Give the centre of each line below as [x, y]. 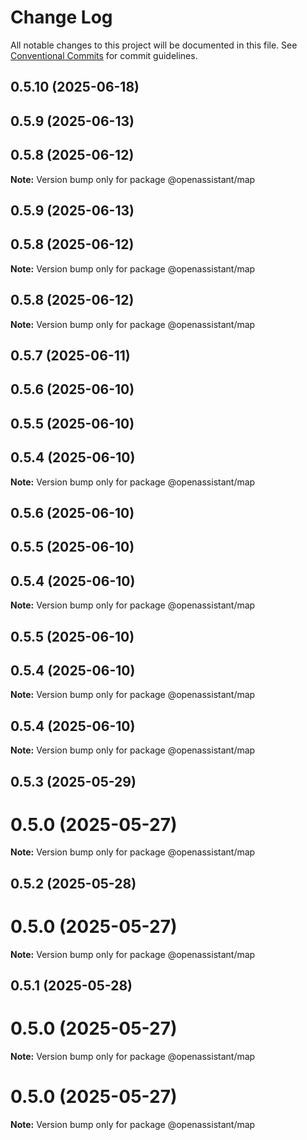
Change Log [61, 17]
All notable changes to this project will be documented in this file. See [154, 45]
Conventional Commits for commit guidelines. [104, 55]
